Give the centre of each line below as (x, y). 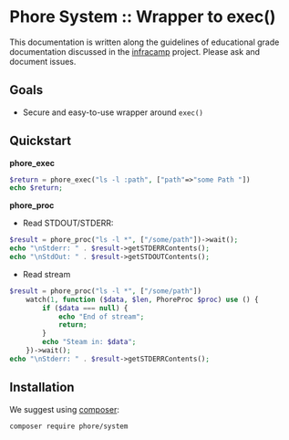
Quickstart (41, 141)
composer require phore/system (69, 426)
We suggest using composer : (65, 409)
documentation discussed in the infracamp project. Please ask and (135, 51)
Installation (42, 388)
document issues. (43, 61)
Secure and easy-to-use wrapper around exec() (113, 112)
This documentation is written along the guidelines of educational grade (144, 42)
